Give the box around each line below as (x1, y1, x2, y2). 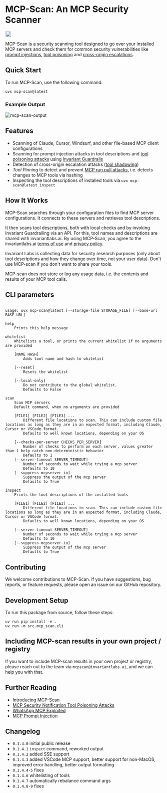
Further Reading (5, 683, 57, 692)
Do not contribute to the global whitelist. (23, 382, 117, 388)
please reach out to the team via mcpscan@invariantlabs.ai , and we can (5, 663, 153, 670)
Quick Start (5, 66, 41, 75)
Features (5, 127, 33, 135)
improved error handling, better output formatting (12, 762, 114, 768)
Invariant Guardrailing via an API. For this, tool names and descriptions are (5, 230, 158, 236)
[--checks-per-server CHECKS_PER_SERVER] (14, 440, 101, 445)
